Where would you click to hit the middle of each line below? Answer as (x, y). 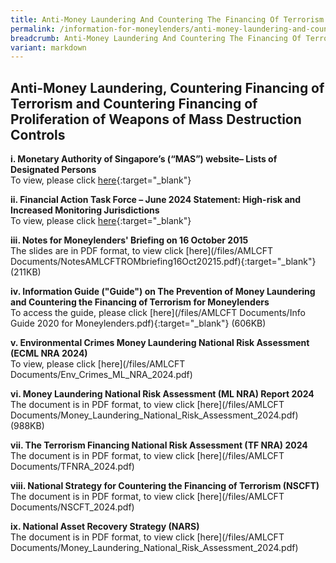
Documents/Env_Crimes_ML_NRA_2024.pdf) (101, 375)
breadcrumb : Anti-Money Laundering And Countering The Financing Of (156, 38)
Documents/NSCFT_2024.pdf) (72, 507)
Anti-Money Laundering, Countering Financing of (167, 87)
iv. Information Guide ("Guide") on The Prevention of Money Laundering (163, 292)
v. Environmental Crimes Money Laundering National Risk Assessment (160, 343)
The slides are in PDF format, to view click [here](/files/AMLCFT (141, 251)
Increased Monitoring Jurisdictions (85, 210)
